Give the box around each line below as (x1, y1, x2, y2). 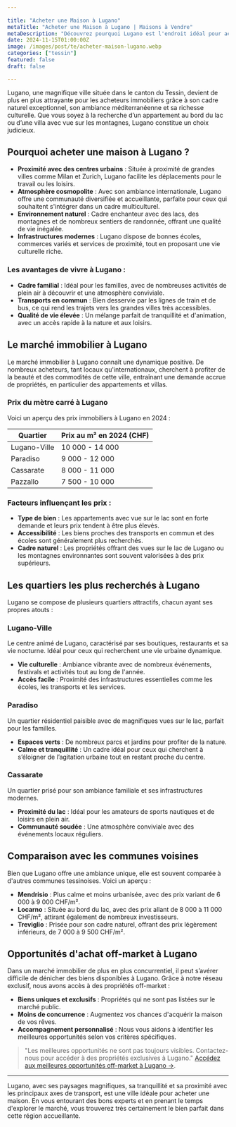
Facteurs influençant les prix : (7, 498, 112, 508)
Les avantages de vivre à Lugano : (7, 265, 126, 275)
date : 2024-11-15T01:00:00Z (7, 37, 90, 44)
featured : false (7, 56, 55, 63)
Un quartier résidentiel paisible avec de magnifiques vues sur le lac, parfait (7, 717, 224, 725)
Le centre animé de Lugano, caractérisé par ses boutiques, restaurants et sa (7, 639, 228, 647)
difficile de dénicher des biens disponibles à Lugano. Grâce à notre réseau (7, 974, 223, 982)
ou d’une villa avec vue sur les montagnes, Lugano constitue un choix (7, 118, 209, 127)
